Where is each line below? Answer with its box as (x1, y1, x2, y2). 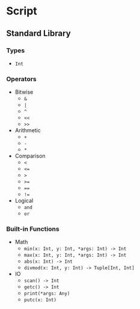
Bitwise (14, 88, 34, 96)
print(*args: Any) (23, 290, 70, 297)
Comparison (14, 152, 46, 160)
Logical (14, 197, 34, 204)
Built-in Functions (6, 225, 59, 233)
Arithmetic (14, 127, 41, 134)
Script (6, 4, 37, 18)
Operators (6, 75, 37, 83)
